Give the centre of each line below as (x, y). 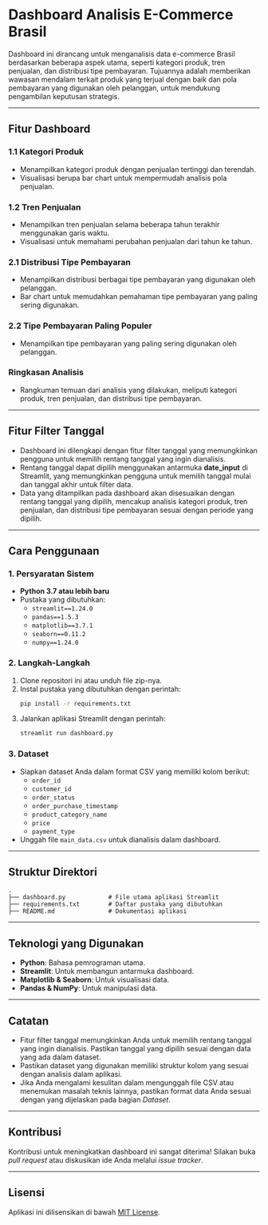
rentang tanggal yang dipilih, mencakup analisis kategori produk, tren (134, 501)
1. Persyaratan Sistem (51, 574)
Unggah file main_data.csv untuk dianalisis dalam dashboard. (120, 839)
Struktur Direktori (53, 873)
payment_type (53, 831)
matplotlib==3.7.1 (62, 626)
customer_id (51, 789)
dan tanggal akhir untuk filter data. (76, 484)
